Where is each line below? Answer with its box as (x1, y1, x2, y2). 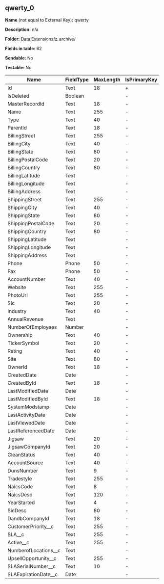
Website (7, 284, 26, 291)
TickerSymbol (7, 340, 40, 346)
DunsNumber (7, 467, 38, 474)
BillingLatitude (7, 172, 41, 179)
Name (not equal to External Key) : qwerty (5, 17, 89, 23)
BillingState (7, 148, 34, 155)
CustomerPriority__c (7, 523, 54, 530)
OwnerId (7, 363, 28, 370)
